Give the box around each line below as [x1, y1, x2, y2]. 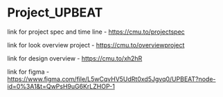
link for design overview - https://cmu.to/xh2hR [7, 54, 143, 63]
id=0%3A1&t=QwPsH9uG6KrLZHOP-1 [7, 82, 116, 90]
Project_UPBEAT [7, 5, 103, 21]
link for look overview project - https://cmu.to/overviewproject [7, 41, 185, 49]
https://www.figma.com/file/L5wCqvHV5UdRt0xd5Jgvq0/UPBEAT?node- [7, 74, 216, 83]
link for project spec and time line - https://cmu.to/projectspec [7, 28, 185, 36]
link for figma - [7, 67, 50, 76]
